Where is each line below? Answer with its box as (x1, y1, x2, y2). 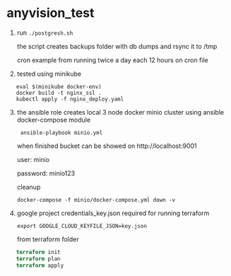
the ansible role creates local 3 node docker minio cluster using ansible (16, 108, 224, 116)
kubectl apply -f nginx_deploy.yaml (16, 96, 124, 103)
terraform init (16, 248, 61, 255)
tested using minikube (16, 69, 82, 78)
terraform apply (16, 262, 64, 269)
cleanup (16, 183, 41, 191)
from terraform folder (16, 235, 79, 243)
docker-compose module (16, 115, 91, 124)
